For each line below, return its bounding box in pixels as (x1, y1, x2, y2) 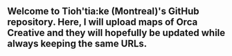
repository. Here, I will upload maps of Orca (7, 17, 198, 28)
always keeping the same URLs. (7, 38, 148, 50)
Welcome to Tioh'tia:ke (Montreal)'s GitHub (7, 6, 199, 17)
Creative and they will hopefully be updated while (7, 27, 226, 39)
